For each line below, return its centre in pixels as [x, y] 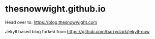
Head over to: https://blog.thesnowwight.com [51, 22]
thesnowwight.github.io [55, 9]
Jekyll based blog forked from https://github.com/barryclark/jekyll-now [77, 31]
